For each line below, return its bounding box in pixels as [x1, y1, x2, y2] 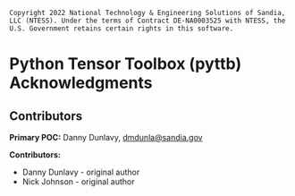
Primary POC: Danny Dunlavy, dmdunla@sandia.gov [9, 132, 203, 142]
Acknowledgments [9, 72, 154, 93]
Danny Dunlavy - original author [21, 166, 140, 177]
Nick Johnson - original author [21, 176, 135, 187]
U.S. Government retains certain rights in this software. [9, 24, 234, 33]
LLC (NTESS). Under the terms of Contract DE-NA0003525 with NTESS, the [9, 16, 286, 25]
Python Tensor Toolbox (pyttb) [9, 54, 242, 74]
